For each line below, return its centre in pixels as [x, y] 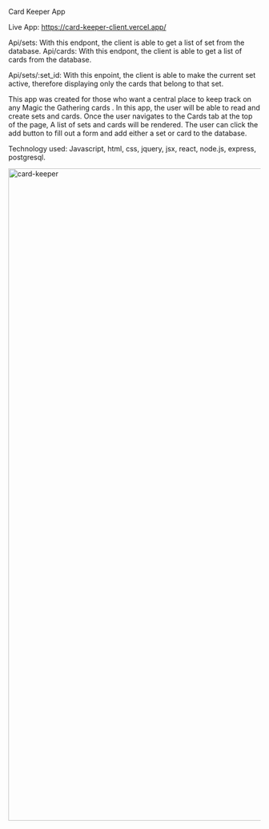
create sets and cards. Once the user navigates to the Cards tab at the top [130, 116]
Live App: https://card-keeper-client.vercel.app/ [87, 27]
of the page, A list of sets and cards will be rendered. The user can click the [133, 125]
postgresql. [27, 157]
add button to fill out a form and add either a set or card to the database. [128, 133]
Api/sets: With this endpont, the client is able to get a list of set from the [126, 42]
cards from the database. [50, 60]
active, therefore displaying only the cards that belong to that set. [116, 84]
